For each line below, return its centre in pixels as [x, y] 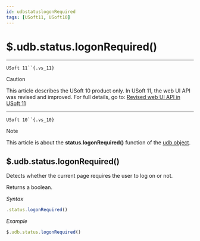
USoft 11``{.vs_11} [30, 68]
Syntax [15, 199]
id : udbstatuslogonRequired [41, 12]
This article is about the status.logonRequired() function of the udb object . [99, 143]
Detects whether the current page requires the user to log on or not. [90, 176]
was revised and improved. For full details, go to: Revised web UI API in [93, 97]
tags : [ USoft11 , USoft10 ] [38, 17]
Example [17, 221]
